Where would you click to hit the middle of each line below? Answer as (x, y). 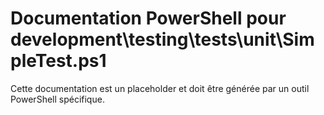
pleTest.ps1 (58, 61)
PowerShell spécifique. (57, 99)
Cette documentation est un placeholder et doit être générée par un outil (160, 88)
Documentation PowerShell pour (148, 18)
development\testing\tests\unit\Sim (162, 39)
